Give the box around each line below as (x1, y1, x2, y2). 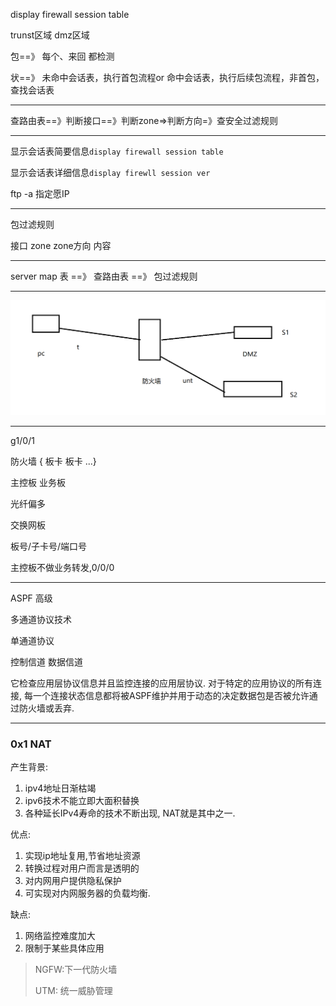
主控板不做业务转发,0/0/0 (10, 561, 115, 573)
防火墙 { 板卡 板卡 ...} (10, 455, 97, 467)
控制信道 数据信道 (10, 655, 83, 668)
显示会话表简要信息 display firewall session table (10, 145, 224, 157)
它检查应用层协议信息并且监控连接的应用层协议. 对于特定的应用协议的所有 (10, 677, 313, 689)
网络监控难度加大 (24, 929, 96, 941)
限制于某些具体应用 (24, 942, 105, 954)
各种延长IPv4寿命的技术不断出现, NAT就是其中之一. (24, 807, 236, 819)
